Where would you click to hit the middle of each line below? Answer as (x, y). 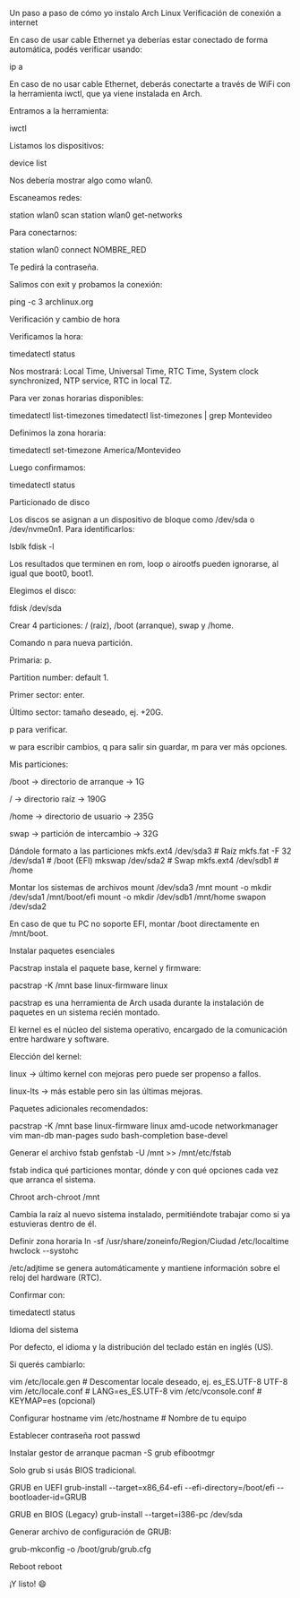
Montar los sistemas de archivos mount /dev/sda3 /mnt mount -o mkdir (141, 887)
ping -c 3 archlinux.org (51, 302)
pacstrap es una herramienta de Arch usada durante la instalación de (137, 1003)
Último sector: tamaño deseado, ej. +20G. (86, 712)
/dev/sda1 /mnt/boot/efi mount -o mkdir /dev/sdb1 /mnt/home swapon (138, 897)
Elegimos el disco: (43, 591)
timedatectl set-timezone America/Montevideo (95, 450)
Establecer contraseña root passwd (75, 1435)
